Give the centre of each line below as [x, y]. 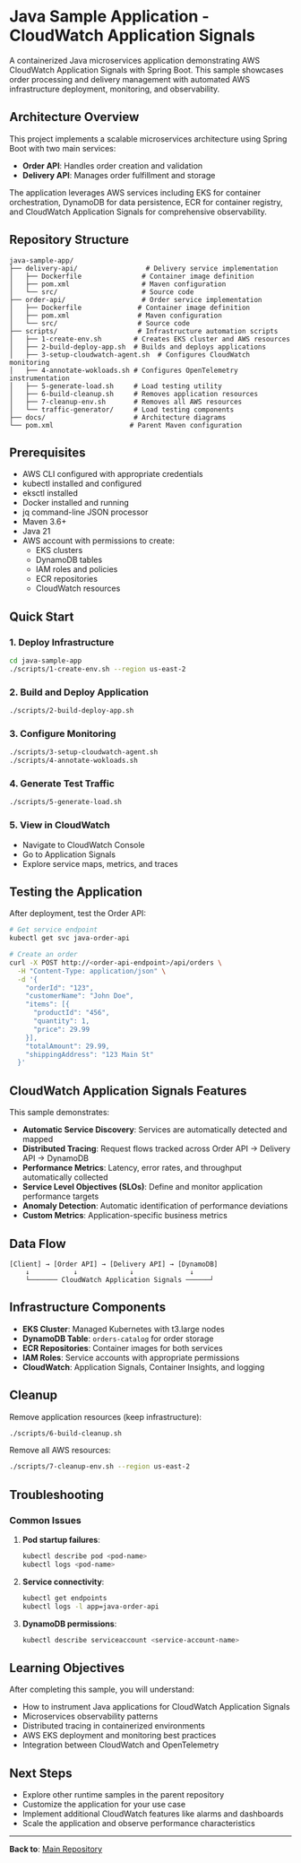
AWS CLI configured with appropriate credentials [112, 474]
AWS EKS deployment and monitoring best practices [119, 1736]
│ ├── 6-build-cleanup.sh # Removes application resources [133, 394]
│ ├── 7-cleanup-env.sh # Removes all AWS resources [126, 402]
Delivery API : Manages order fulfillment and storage [119, 175]
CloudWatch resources [78, 588]
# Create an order [43, 955]
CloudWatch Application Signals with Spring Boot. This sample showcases [146, 70]
